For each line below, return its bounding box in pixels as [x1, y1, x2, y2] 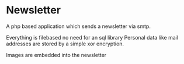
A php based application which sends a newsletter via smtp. [6, 23, 151, 30]
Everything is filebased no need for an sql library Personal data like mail [6, 34, 179, 41]
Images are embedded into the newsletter [6, 51, 107, 58]
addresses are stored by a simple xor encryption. [6, 40, 124, 47]
